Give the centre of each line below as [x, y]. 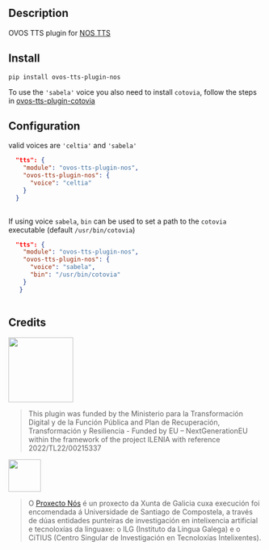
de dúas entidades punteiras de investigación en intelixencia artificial [143, 521]
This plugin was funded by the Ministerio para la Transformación [136, 414]
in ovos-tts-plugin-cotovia [52, 100]
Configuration [44, 126]
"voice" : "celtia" [61, 183]
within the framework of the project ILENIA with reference [124, 440]
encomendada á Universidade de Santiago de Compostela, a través [140, 512]
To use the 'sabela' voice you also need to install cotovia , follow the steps [132, 92]
